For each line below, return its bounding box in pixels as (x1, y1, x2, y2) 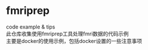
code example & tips (6, 23, 56, 30)
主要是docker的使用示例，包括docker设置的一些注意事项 (6, 37, 142, 44)
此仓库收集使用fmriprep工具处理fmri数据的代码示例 (6, 30, 129, 37)
